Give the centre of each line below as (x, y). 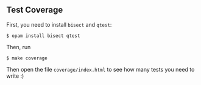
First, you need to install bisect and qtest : (59, 24)
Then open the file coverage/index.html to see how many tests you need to (100, 69)
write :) (15, 76)
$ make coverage (27, 58)
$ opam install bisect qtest (43, 36)
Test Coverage (35, 10)
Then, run (19, 47)
